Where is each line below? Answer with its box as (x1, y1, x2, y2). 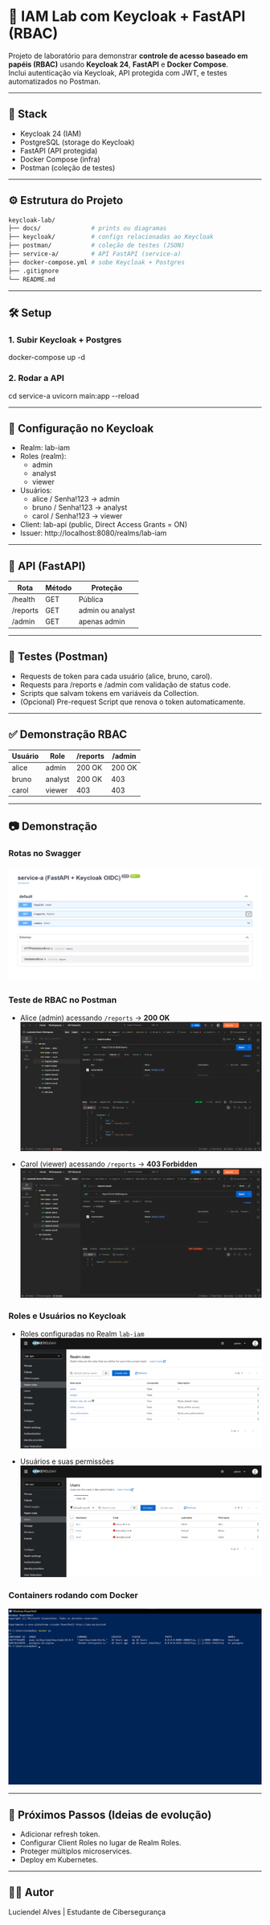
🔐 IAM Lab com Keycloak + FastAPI (8, 7, 246, 26)
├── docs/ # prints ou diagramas (8, 224, 167, 232)
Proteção (91, 583, 123, 592)
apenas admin (78, 616, 126, 626)
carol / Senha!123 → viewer (31, 511, 123, 521)
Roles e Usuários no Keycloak (8, 1310, 126, 1321)
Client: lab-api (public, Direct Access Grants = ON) (19, 520, 188, 530)
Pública (78, 594, 104, 604)
